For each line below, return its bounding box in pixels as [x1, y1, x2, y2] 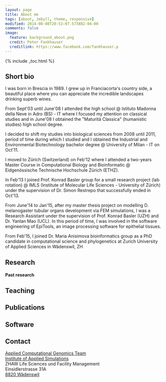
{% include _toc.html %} [5, 58, 55, 64]
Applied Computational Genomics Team [5, 350, 86, 356]
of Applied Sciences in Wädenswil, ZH [5, 244, 83, 250]
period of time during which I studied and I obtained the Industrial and [5, 136, 148, 142]
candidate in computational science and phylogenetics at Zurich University [5, 238, 158, 244]
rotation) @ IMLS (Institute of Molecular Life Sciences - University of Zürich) [5, 182, 161, 188]
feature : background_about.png [9, 35, 74, 40]
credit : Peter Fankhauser [9, 40, 63, 45]
